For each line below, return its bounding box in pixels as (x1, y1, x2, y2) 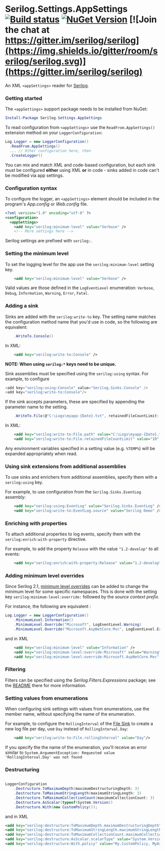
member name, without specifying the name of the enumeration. (5, 711, 136, 717)
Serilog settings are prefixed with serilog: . (5, 238, 92, 244)
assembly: (5, 494, 26, 500)
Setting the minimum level (5, 250, 69, 257)
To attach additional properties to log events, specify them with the (5, 531, 141, 537)
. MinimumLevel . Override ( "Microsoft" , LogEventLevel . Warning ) (14, 622, 141, 627)
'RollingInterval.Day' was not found (5, 754, 82, 759)
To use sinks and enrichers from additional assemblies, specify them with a (5, 474, 158, 480)
